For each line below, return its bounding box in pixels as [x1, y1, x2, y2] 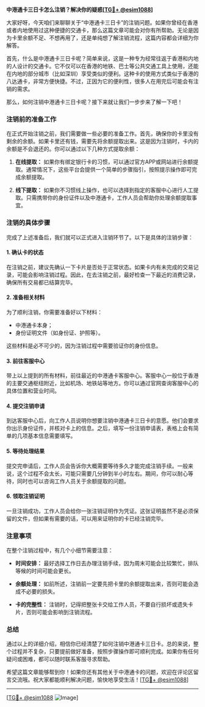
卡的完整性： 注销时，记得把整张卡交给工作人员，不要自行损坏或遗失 [15, 601, 188, 608]
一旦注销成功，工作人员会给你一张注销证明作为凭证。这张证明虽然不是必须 [6, 507, 193, 515]
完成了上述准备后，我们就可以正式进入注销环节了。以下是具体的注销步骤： [6, 233, 193, 241]
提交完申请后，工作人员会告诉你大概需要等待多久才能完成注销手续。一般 [6, 462, 188, 470]
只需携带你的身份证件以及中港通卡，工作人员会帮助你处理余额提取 [26, 194, 192, 201]
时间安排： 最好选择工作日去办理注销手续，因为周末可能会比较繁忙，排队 [15, 560, 199, 567]
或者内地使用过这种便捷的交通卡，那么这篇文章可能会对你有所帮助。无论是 [6, 27, 193, 34]
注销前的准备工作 [6, 115, 57, 123]
